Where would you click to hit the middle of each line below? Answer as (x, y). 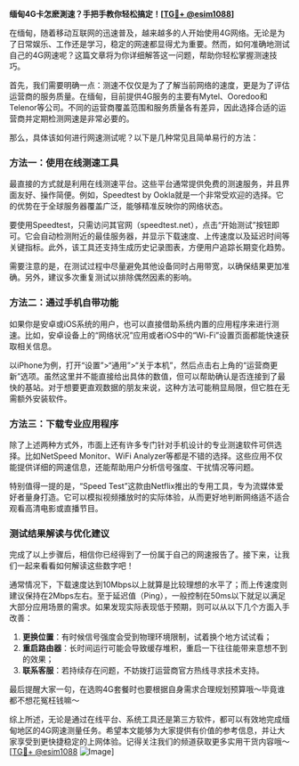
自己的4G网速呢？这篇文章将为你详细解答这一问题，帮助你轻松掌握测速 (139, 55)
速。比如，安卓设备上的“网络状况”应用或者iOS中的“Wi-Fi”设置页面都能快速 (145, 335)
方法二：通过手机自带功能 (64, 303)
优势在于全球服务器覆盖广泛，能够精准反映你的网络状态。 (122, 206)
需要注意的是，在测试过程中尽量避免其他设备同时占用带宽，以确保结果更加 (145, 266)
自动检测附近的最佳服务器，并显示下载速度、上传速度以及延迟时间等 (165, 236)
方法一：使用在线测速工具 (64, 162)
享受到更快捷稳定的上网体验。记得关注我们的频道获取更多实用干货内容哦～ (153, 742)
